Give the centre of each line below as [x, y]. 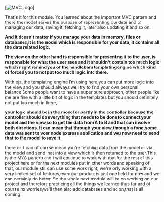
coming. [13, 194]
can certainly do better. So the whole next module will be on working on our [82, 179]
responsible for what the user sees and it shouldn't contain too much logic [82, 62]
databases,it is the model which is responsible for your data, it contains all [82, 42]
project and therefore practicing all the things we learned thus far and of [78, 184]
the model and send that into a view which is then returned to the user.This [81, 153]
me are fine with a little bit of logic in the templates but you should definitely [82, 97]
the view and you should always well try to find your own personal [72, 87]
